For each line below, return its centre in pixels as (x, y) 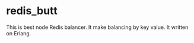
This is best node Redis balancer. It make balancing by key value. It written (97, 27)
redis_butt (32, 11)
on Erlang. (19, 33)
